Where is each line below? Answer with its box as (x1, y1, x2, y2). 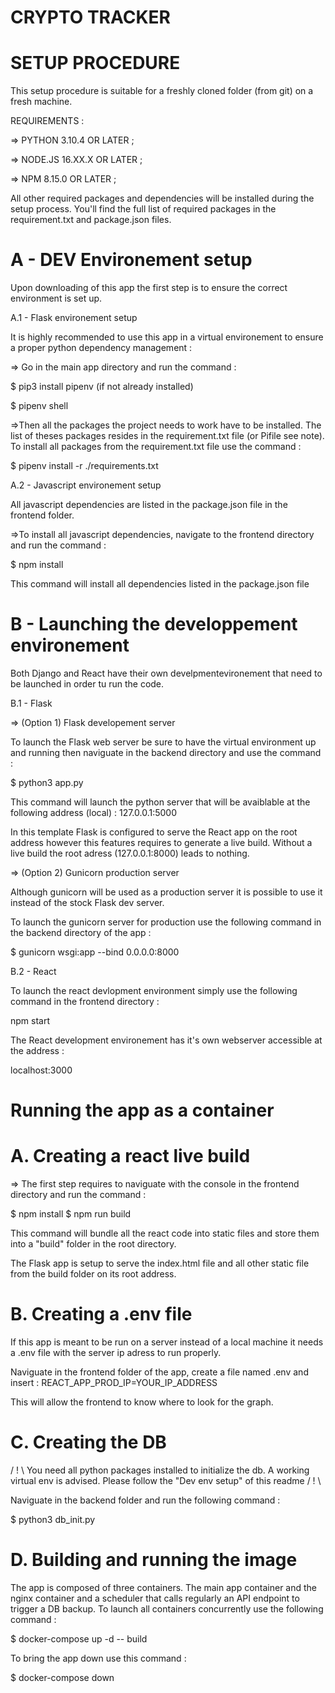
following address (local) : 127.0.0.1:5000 (10, 807, 178, 818)
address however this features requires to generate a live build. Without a (10, 837, 313, 848)
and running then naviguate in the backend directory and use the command (10, 747, 322, 758)
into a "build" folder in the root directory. (10, 1238, 177, 1250)
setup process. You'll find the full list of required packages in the (10, 203, 277, 215)
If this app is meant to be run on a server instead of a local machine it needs (10, 1336, 324, 1348)
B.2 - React (10, 966, 57, 977)
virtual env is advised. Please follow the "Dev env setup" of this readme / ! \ (10, 1475, 322, 1486)
